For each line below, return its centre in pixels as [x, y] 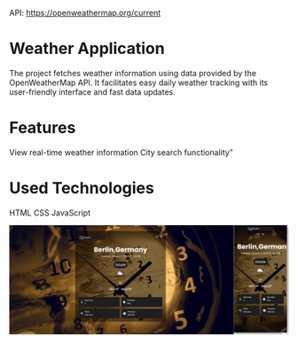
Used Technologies [82, 188]
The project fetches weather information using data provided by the [133, 73]
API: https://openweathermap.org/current [85, 13]
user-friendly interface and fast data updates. [92, 91]
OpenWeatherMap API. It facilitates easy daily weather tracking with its [139, 82]
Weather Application [87, 49]
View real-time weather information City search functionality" [121, 152]
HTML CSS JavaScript [50, 213]
